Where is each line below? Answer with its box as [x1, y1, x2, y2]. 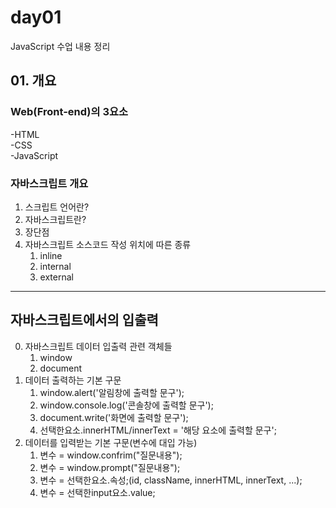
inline [39, 249, 63, 261]
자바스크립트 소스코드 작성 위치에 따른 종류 [24, 238, 192, 250]
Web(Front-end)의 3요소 [10, 105, 129, 119]
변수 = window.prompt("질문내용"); [39, 461, 181, 473]
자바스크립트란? [24, 213, 87, 225]
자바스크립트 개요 [10, 176, 89, 190]
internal [39, 260, 72, 272]
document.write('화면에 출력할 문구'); [39, 411, 189, 423]
